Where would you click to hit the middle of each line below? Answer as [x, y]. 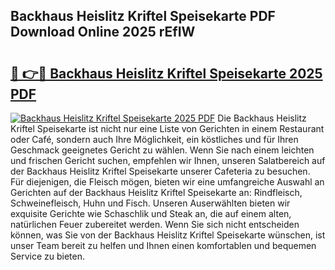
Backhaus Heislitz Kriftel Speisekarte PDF [143, 16]
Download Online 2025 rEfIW [103, 32]
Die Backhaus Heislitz [262, 118]
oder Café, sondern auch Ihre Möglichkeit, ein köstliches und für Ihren [154, 139]
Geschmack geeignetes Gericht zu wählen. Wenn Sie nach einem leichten [162, 150]
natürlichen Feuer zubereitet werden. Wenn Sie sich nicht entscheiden [155, 224]
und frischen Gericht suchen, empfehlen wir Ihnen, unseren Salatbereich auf [168, 160]
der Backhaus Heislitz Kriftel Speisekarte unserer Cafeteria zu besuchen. [160, 171]
